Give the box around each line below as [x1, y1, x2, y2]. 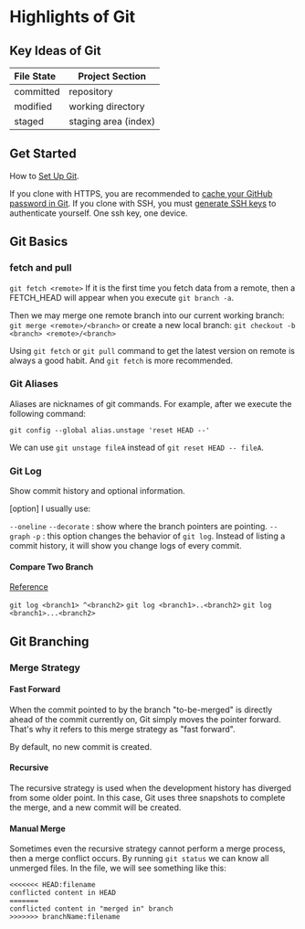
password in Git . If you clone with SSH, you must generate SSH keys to [9, 198, 277, 208]
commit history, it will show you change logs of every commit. [9, 540, 242, 551]
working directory [68, 101, 145, 112]
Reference [9, 582, 48, 593]
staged [14, 115, 44, 127]
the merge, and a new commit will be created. [9, 802, 182, 813]
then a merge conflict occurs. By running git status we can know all [9, 853, 269, 864]
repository [68, 85, 113, 98]
